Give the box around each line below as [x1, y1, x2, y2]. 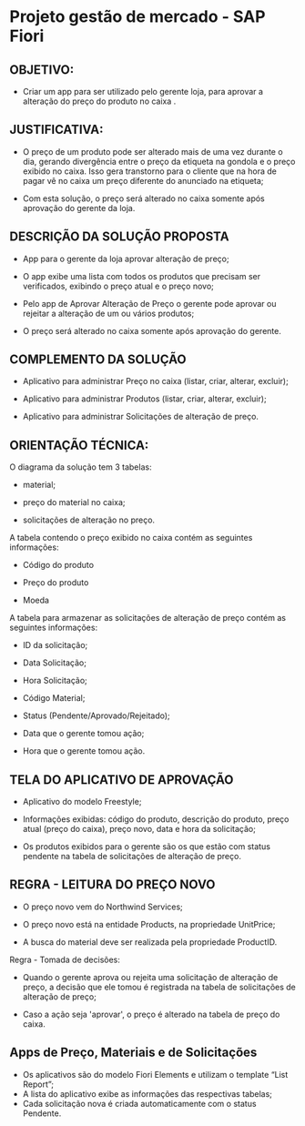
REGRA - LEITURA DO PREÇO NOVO [9, 877, 216, 893]
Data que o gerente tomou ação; [22, 728, 145, 739]
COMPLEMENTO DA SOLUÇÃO [9, 352, 187, 368]
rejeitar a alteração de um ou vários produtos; [22, 308, 195, 319]
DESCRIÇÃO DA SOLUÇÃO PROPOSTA [9, 229, 229, 245]
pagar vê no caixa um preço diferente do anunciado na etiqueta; [22, 175, 264, 186]
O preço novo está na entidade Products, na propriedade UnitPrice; [22, 918, 276, 929]
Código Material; [22, 693, 86, 704]
